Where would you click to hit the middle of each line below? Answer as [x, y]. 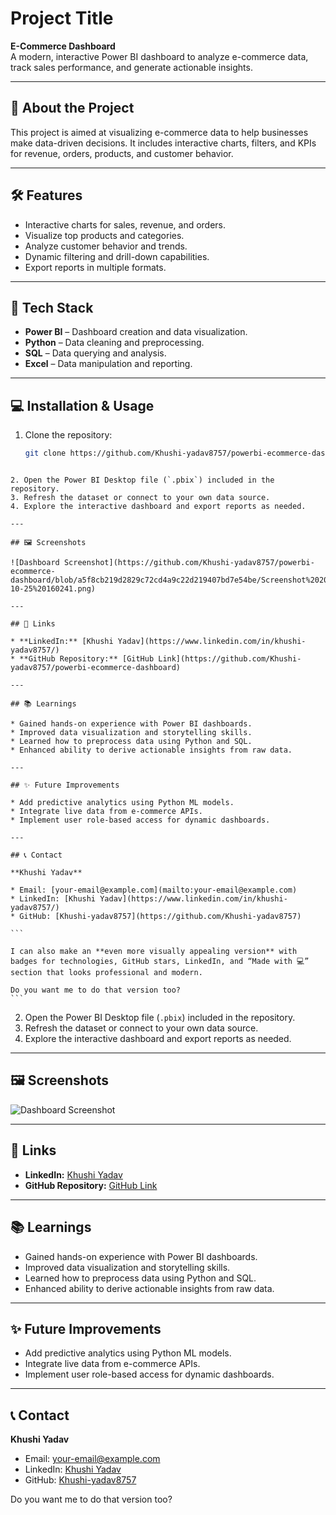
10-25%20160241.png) [53, 589]
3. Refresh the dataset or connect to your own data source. [140, 498]
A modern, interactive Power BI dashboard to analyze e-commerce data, [159, 56]
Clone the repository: [68, 435]
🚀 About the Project [72, 108]
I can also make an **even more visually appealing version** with [154, 952]
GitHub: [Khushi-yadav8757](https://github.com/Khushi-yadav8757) [160, 917]
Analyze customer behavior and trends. [106, 246]
